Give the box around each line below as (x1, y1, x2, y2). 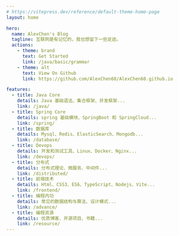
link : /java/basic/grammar (22, 58, 90, 65)
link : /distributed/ (17, 170, 68, 176)
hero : (6, 25, 20, 31)
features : (6, 87, 31, 93)
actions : (11, 42, 34, 48)
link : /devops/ (17, 154, 55, 160)
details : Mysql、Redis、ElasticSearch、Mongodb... (17, 131, 144, 137)
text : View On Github (22, 70, 77, 76)
